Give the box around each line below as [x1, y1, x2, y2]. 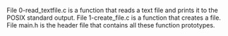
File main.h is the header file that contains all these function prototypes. [6, 21, 215, 29]
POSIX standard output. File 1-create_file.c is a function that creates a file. [6, 13, 222, 22]
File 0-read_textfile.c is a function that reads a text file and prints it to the [6, 6, 218, 14]
